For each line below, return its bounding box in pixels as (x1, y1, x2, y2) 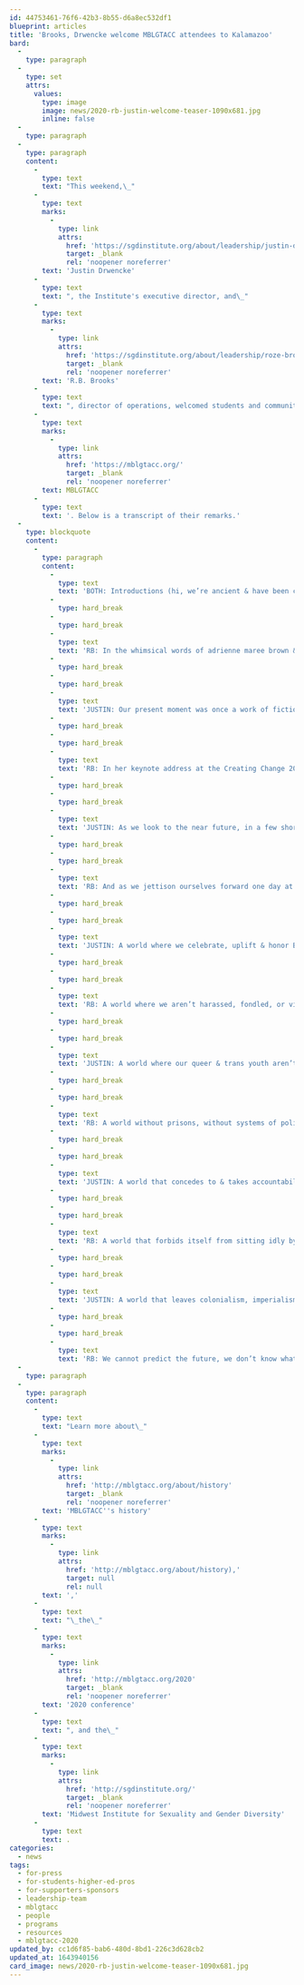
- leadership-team (17, 1894, 88, 1903)
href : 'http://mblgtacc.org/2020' (66, 1675, 196, 1684)
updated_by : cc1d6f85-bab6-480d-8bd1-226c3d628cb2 (9, 1945, 204, 1954)
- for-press (17, 1869, 63, 1878)
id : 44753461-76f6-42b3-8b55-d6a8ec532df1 (9, 13, 172, 23)
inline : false (42, 114, 95, 123)
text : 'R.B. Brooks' (42, 376, 119, 386)
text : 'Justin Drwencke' (42, 267, 136, 276)
